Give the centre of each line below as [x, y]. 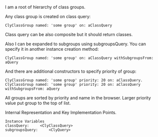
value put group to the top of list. [38, 103]
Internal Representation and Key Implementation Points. [61, 112]
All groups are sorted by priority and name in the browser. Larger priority [78, 98]
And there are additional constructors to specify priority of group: [71, 71]
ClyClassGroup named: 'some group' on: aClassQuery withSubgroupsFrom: [79, 58]
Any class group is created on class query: [48, 16]
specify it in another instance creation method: [52, 49]
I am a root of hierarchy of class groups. [45, 7]
